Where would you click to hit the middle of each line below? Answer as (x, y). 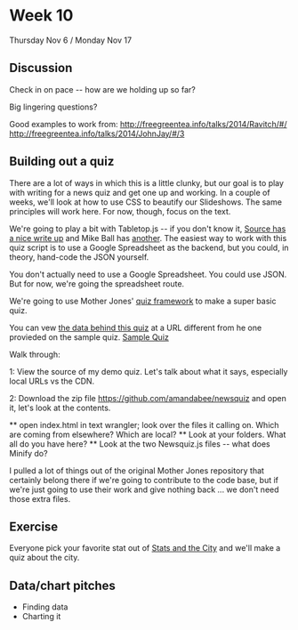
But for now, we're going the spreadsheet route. (97, 283)
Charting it (41, 617)
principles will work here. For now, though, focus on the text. (120, 211)
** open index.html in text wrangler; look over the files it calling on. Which (144, 424)
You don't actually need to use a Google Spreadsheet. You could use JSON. (148, 274)
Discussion (41, 68)
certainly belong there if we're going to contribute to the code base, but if (144, 480)
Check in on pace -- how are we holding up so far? (102, 89)
